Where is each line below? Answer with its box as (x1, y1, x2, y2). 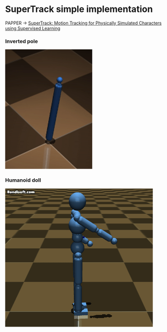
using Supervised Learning (5, 25, 61, 31)
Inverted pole (5, 37, 38, 44)
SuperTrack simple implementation (5, 3, 153, 15)
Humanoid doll (5, 177, 41, 184)
